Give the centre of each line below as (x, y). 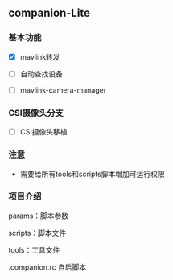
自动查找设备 (41, 74)
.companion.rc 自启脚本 (47, 267)
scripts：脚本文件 (37, 233)
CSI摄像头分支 (36, 113)
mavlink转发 (40, 56)
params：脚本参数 (39, 216)
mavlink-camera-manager (63, 90)
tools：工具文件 (34, 249)
